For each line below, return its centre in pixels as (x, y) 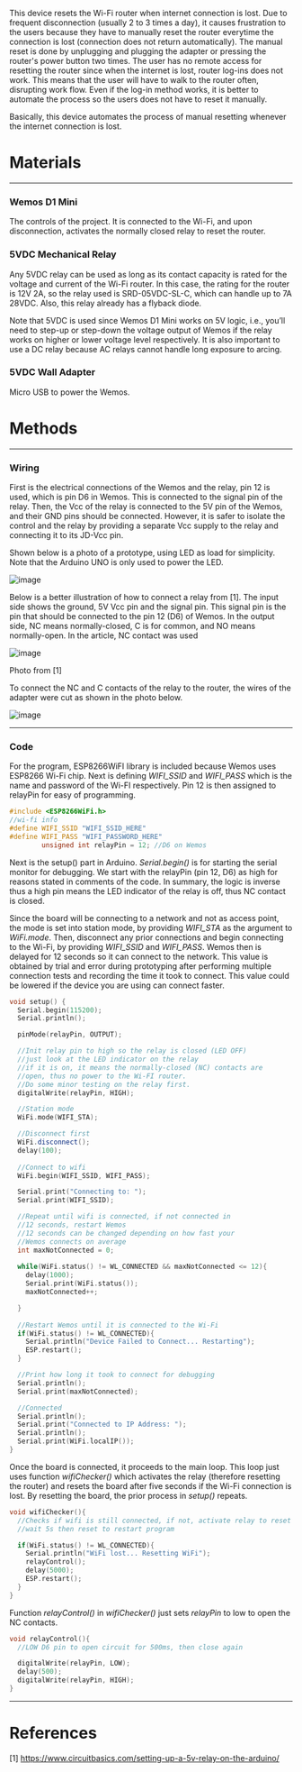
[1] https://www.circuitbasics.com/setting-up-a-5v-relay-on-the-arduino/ (145, 1758)
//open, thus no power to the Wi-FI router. (102, 1076)
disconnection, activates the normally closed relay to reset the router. (138, 231)
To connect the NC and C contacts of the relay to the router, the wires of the (151, 688)
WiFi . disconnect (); (54, 1142)
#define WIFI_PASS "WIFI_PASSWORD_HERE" (86, 836)
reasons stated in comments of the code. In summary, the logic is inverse (145, 881)
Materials (45, 163)
